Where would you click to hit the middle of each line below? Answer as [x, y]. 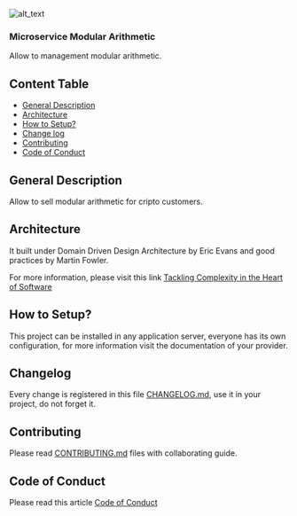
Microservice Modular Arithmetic [82, 36]
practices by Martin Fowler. [59, 260]
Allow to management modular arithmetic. [86, 56]
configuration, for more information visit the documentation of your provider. [148, 345]
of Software [31, 286]
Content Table [49, 84]
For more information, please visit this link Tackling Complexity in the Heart [146, 277]
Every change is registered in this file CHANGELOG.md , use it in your [135, 395]
